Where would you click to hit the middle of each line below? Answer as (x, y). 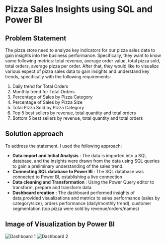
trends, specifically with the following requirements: (58, 77)
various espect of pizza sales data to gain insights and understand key (77, 71)
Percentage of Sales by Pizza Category (52, 97)
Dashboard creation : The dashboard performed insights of (74, 193)
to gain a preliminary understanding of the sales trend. (68, 166)
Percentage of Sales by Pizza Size (47, 102)
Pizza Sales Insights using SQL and (79, 9)
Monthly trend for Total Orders (43, 92)
